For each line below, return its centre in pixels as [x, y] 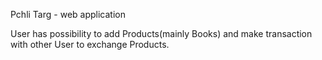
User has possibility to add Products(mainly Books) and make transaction [161, 33]
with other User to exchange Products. [90, 44]
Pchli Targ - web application [68, 14]
